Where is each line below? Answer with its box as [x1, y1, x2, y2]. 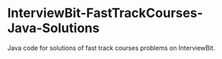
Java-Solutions [7, 20, 100, 36]
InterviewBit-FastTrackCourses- [7, 5, 203, 21]
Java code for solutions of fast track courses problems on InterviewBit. [7, 43, 216, 52]
